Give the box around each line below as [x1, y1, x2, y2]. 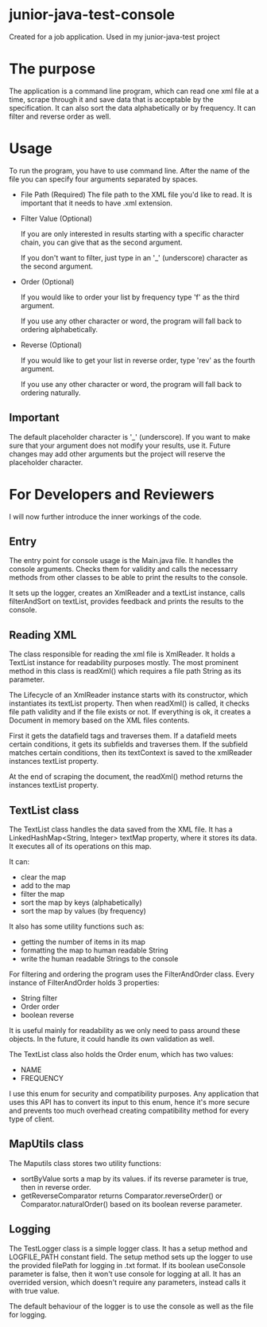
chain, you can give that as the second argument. [20, 237, 183, 247]
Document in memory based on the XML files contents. [9, 715, 190, 726]
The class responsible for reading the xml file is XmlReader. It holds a [9, 649, 235, 659]
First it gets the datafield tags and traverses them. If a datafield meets [9, 731, 238, 741]
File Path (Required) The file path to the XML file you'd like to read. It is [20, 190, 253, 199]
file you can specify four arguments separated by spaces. [9, 174, 198, 184]
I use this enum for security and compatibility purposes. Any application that [9, 1089, 259, 1098]
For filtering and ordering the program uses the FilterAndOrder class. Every [9, 969, 255, 979]
